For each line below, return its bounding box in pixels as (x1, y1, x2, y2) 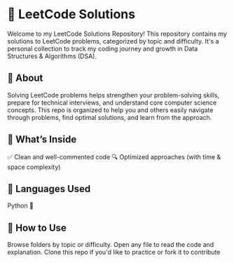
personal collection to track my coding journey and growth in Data (7, 44, 198, 53)
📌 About (7, 72, 43, 84)
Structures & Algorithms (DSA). (7, 52, 97, 60)
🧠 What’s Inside (7, 133, 77, 146)
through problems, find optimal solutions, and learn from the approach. (7, 113, 212, 121)
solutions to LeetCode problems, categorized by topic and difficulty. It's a (7, 36, 219, 45)
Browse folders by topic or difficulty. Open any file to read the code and (7, 241, 214, 249)
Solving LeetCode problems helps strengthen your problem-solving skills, (7, 90, 219, 99)
